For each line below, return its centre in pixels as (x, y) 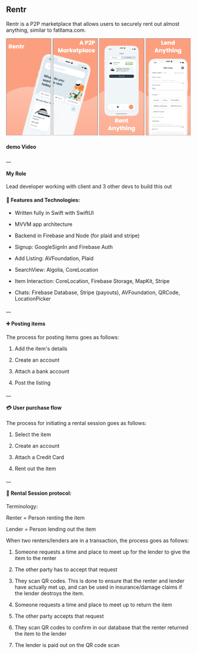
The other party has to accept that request (66, 569)
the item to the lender (40, 633)
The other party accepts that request (59, 616)
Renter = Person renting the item (45, 518)
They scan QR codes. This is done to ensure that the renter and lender (99, 581)
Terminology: (22, 506)
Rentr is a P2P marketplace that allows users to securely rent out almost (93, 23)
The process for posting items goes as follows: (63, 337)
